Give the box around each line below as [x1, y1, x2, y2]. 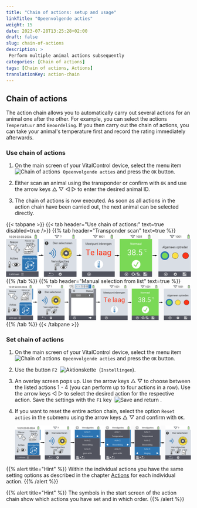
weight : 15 [6, 22, 33, 28]
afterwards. [6, 134, 34, 141]
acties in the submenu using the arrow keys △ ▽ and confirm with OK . [14, 414, 185, 421]
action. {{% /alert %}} [6, 478, 59, 485]
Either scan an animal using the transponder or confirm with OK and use [14, 179, 187, 187]
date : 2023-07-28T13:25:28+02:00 [6, 28, 88, 34]
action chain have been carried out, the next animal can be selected [14, 203, 179, 210]
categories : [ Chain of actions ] [6, 59, 85, 64]
